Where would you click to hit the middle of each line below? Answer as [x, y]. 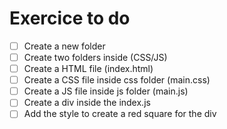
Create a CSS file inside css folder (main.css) [117, 80]
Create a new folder [64, 46]
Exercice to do [70, 18]
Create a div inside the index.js [87, 103]
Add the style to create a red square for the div [120, 114]
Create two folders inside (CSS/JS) [95, 57]
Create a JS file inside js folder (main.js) [106, 91]
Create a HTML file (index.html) [88, 69]
